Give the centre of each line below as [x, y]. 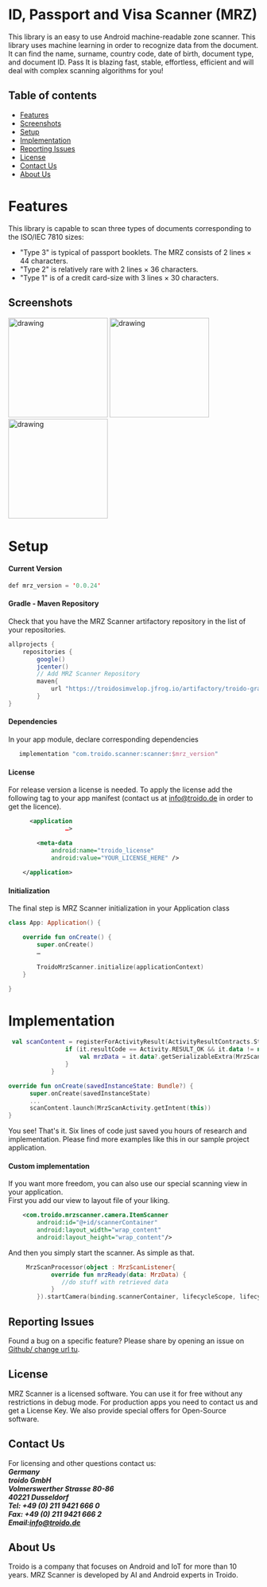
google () [51, 659]
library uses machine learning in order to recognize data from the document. [133, 45]
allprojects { [32, 644]
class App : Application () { [55, 923]
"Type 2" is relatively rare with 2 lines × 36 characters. [109, 269]
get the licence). [35, 807]
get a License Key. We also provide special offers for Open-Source [117, 1410]
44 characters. [44, 261]
